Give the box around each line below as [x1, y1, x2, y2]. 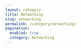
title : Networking [5, 12, 43, 17]
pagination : [5, 26, 30, 31]
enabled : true [9, 30, 39, 35]
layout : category [5, 7, 41, 12]
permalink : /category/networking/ [5, 21, 77, 26]
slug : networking [5, 16, 41, 21]
